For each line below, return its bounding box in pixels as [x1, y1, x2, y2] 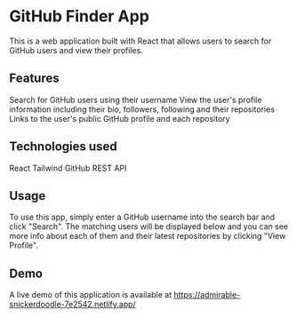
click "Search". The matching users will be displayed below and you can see [9, 221, 289, 232]
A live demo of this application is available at [9, 290, 173, 300]
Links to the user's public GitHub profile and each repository [9, 113, 230, 123]
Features [9, 71, 60, 86]
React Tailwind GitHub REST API [9, 163, 127, 173]
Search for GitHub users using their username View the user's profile [9, 94, 262, 105]
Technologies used [9, 139, 117, 155]
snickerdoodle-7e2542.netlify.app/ [9, 299, 136, 310]
